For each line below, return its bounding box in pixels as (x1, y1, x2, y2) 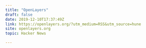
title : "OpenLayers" (5, 7, 49, 13)
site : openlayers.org (5, 26, 51, 31)
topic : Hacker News (5, 31, 46, 36)
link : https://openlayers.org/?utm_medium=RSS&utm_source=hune (5, 21, 141, 27)
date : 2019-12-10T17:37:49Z (5, 17, 65, 22)
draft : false (5, 12, 33, 17)
